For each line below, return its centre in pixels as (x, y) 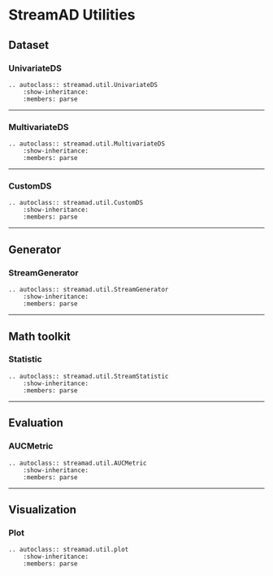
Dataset (29, 45)
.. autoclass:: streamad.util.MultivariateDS (87, 144)
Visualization (43, 509)
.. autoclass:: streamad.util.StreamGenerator (89, 290)
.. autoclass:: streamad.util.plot (69, 550)
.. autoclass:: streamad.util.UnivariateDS (83, 84)
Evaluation (36, 423)
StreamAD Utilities (72, 15)
